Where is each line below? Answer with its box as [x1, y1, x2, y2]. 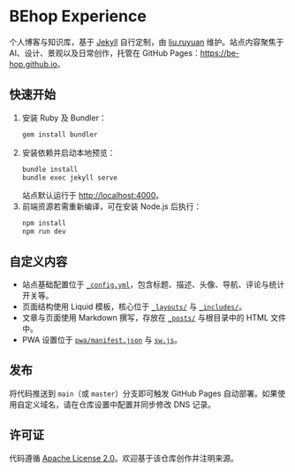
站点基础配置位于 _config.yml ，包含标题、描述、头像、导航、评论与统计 [21, 279, 285, 290]
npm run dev [21, 228, 66, 236]
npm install [21, 219, 66, 228]
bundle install [21, 165, 79, 174]
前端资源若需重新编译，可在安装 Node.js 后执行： [21, 201, 202, 212]
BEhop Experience [9, 6, 147, 27]
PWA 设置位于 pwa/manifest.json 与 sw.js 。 [21, 334, 183, 344]
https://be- [200, 47, 240, 58]
